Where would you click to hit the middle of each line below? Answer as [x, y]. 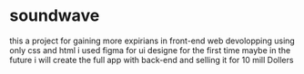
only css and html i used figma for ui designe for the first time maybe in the [150, 50]
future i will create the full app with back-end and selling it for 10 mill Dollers [152, 60]
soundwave [55, 16]
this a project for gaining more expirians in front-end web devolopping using [152, 41]
